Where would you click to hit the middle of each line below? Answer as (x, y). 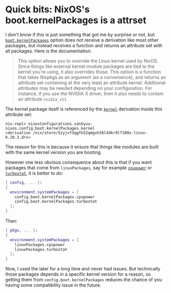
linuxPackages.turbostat (41, 249)
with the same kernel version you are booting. (54, 152)
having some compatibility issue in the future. (53, 285)
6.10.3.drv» (18, 137)
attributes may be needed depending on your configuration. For (85, 88)
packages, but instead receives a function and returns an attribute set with (84, 45)
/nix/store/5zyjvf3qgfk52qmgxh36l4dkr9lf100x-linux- (90, 133)
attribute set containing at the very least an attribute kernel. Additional (92, 83)
